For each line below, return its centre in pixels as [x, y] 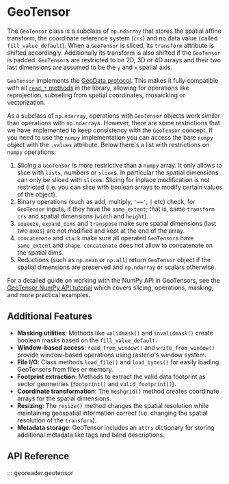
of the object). [37, 194]
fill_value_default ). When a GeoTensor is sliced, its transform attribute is [110, 45]
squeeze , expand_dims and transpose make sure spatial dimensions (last [117, 223]
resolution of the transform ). [57, 420]
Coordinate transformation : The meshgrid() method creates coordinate [118, 391]
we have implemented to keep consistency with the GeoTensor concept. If [110, 130]
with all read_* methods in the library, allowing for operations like [98, 88]
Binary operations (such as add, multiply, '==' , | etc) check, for [106, 201]
